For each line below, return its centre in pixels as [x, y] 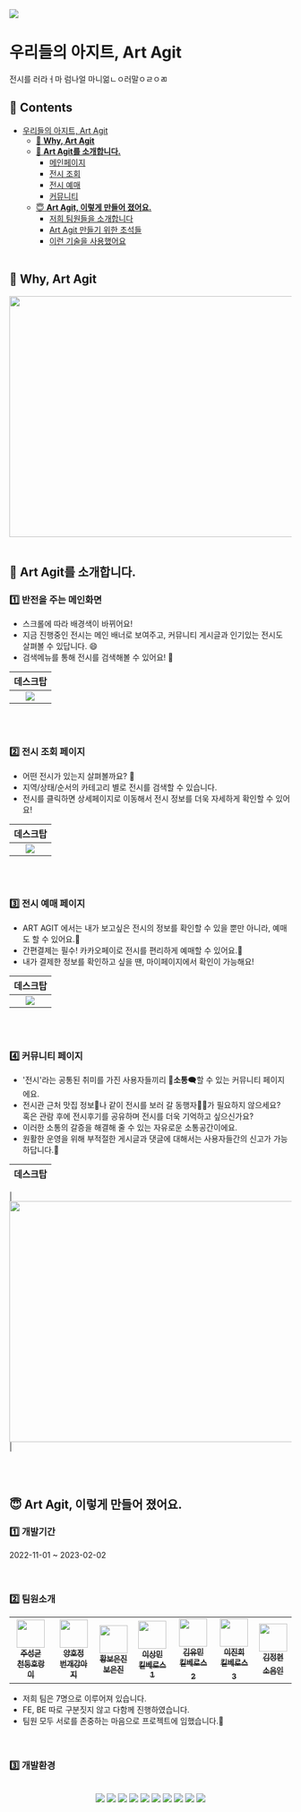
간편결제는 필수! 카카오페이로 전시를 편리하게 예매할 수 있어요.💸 [133, 950]
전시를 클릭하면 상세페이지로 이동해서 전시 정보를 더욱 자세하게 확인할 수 [148, 798]
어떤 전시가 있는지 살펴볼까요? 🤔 [78, 776]
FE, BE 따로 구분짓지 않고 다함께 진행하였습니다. [106, 1710]
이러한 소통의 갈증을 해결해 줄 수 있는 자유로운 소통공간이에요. [130, 1128]
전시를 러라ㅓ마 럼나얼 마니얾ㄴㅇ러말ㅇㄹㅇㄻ [89, 79]
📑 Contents [41, 108]
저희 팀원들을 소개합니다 [91, 218]
